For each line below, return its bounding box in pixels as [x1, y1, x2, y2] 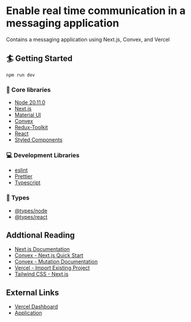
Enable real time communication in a [6, 4, 186, 18]
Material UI [14, 111, 41, 118]
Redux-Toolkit [14, 124, 48, 131]
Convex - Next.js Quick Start [14, 252, 84, 259]
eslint [14, 167, 28, 174]
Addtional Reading [6, 230, 75, 241]
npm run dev [6, 72, 35, 78]
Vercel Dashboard [14, 303, 58, 310]
